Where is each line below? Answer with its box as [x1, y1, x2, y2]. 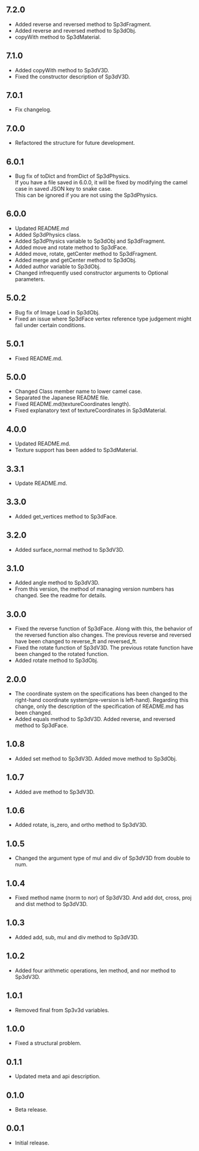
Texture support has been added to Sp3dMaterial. [14, 447, 138, 454]
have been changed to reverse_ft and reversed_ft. [14, 638, 137, 645]
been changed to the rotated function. [14, 651, 109, 658]
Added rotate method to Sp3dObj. [14, 657, 99, 664]
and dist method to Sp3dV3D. [14, 900, 88, 908]
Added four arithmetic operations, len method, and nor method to [14, 967, 176, 974]
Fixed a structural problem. [14, 1040, 82, 1047]
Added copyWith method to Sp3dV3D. [14, 66, 109, 74]
